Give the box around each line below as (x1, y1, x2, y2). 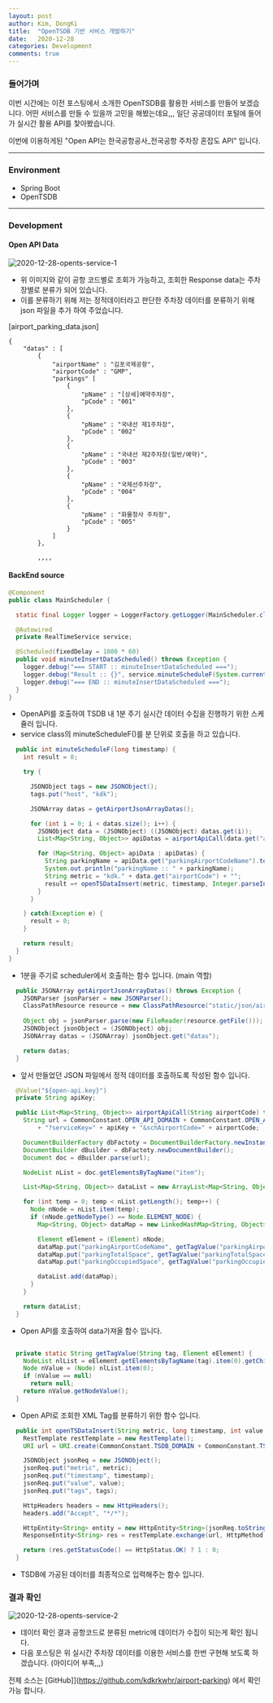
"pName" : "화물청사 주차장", (80, 510, 171, 518)
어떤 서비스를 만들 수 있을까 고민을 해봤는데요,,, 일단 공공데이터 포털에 (25, 108, 246, 118)
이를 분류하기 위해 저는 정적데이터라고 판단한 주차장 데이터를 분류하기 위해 (19, 295, 255, 305)
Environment (8, 165, 61, 176)
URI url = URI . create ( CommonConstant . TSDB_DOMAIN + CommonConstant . (23, 1441, 260, 1450)
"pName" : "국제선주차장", (80, 480, 162, 489)
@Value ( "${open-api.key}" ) (15, 1086, 107, 1094)
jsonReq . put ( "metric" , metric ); (23, 1464, 132, 1472)
